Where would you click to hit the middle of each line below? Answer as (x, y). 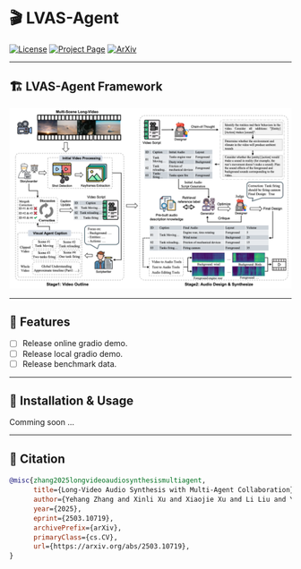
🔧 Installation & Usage (72, 401)
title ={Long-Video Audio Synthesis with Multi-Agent (133, 490)
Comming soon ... (42, 422)
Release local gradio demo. (73, 353)
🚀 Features (40, 323)
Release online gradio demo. (75, 344)
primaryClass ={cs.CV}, (75, 537)
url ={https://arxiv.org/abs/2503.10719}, (112, 547)
